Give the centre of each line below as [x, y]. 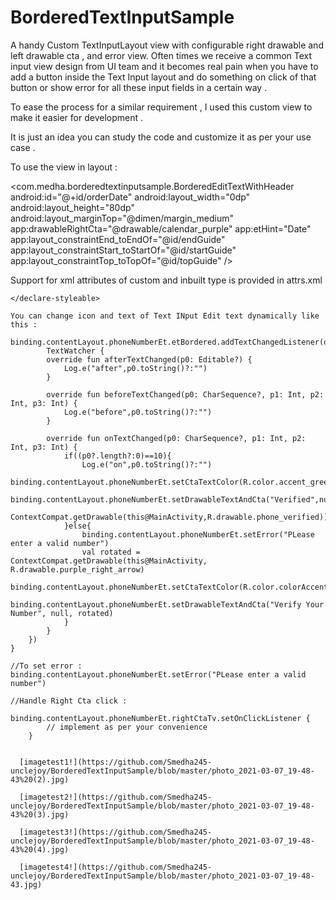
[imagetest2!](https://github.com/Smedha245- [116, 797]
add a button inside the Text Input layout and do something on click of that [163, 77]
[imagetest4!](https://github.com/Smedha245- [116, 867]
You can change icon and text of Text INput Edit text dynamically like [165, 316]
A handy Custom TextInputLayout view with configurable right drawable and [167, 45]
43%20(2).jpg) [40, 779]
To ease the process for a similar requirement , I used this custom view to [161, 107]
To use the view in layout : [64, 167]
